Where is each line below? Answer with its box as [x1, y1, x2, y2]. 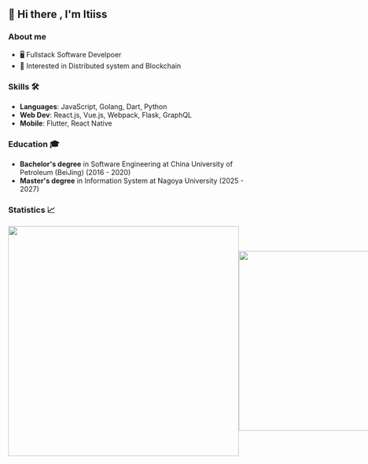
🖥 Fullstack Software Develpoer [19, 49, 122, 59]
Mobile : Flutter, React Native [19, 119, 112, 128]
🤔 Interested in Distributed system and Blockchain [19, 60, 182, 71]
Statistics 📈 [8, 205, 56, 216]
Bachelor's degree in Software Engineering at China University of [19, 159, 234, 169]
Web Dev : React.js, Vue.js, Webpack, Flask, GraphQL [19, 110, 193, 119]
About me [8, 31, 47, 42]
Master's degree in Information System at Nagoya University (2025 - [19, 176, 244, 185]
